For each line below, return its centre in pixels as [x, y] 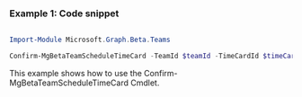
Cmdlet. [145, 83]
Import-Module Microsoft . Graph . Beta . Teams [90, 40]
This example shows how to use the [75, 74]
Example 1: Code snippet [64, 13]
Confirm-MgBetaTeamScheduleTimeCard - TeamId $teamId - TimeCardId [134, 57]
